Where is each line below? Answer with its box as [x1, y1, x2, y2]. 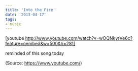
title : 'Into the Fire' [5, 7, 56, 13]
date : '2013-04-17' [5, 12, 47, 17]
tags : [5, 17, 17, 22]
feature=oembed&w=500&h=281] [5, 41, 76, 47]
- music [5, 21, 22, 27]
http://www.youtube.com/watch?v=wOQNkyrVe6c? [25, 35, 133, 41]
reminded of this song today [5, 50, 64, 56]
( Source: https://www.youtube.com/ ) [5, 60, 82, 66]
